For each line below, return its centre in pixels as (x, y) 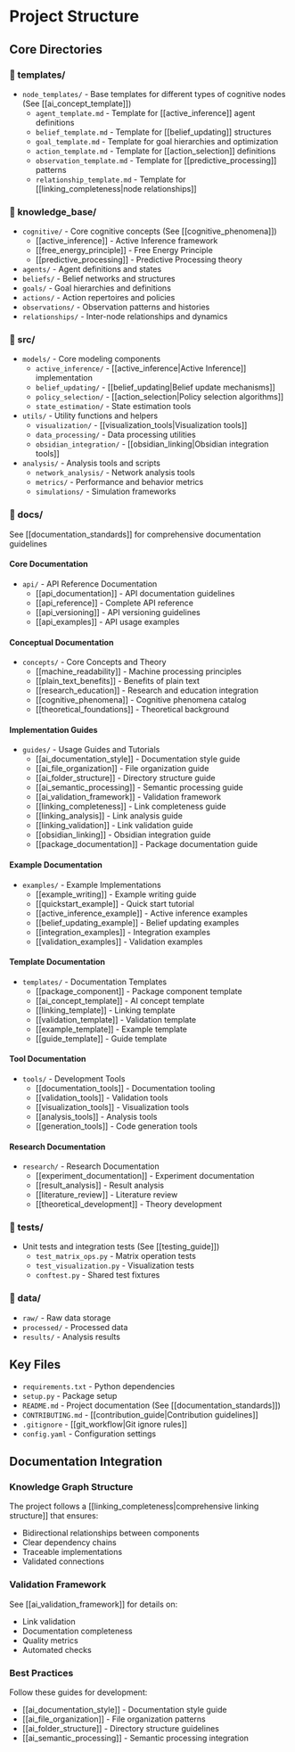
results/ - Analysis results (71, 1337)
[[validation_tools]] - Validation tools (102, 1098)
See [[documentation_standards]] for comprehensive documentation (135, 534)
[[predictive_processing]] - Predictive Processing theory (139, 259)
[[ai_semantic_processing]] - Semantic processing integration (135, 1738)
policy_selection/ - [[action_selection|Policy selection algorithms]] (160, 397)
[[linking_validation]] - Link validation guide (114, 826)
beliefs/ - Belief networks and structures (98, 279)
